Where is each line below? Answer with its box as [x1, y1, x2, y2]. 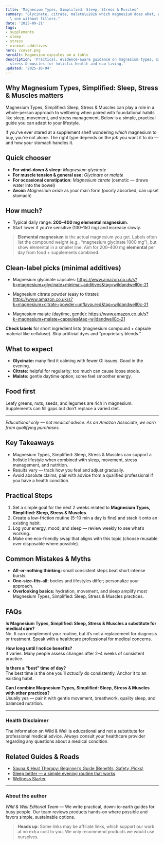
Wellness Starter [12, 776, 46, 782]
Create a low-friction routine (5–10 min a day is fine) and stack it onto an [12, 515, 158, 521]
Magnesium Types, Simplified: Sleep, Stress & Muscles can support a [12, 451, 152, 457]
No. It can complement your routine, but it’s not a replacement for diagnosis [5, 631, 157, 637]
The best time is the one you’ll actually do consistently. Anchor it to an [5, 670, 146, 676]
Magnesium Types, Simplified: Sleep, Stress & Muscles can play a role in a [5, 104, 155, 110]
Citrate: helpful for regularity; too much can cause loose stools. [12, 368, 141, 374]
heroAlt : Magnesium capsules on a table [5, 52, 89, 57]
